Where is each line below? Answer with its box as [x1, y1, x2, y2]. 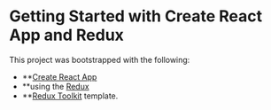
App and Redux [9, 25, 124, 45]
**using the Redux [21, 81, 90, 91]
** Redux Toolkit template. [21, 90, 119, 101]
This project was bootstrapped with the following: [9, 54, 190, 65]
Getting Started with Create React [9, 6, 263, 27]
